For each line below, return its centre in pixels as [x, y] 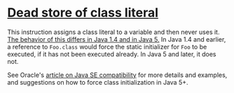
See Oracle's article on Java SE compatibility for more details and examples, [117, 75]
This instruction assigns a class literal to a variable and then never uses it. [113, 32]
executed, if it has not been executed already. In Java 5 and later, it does [112, 54]
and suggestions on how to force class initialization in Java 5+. [98, 82]
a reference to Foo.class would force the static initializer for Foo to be [107, 46]
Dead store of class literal [83, 13]
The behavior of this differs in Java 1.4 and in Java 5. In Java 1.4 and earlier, [117, 39]
